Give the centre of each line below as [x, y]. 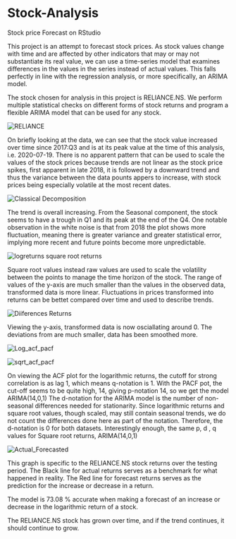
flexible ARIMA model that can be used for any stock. [85, 112]
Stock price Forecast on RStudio [54, 32]
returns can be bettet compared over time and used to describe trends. [111, 300]
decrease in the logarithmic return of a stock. [73, 507]
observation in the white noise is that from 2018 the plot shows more [107, 227]
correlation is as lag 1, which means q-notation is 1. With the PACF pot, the [115, 383]
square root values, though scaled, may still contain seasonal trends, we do [117, 413]
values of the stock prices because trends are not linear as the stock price [115, 162]
